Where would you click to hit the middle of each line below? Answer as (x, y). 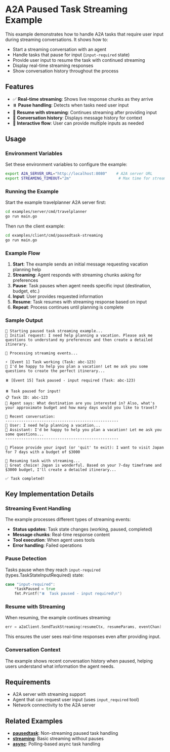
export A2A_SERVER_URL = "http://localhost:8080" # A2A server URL (79, 174)
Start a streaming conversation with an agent (59, 49)
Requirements (28, 682)
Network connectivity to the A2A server (54, 705)
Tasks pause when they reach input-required (53, 570)
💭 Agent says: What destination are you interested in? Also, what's (80, 403)
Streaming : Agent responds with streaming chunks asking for (77, 275)
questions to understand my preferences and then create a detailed (79, 340)
